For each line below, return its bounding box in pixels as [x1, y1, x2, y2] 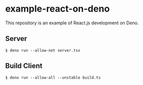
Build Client [5, 62, 43, 70]
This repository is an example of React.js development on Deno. [5, 20, 139, 26]
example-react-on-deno [5, 3, 110, 15]
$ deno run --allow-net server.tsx [5, 48, 81, 53]
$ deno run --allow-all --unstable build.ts [5, 75, 101, 80]
